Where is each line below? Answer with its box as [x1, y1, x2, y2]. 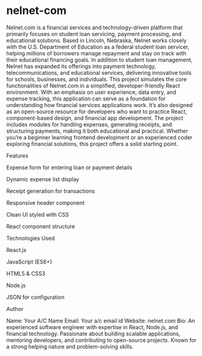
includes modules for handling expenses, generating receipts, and [6, 120, 172, 128]
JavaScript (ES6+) [6, 258, 52, 265]
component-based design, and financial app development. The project [6, 114, 184, 122]
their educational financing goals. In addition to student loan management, [6, 56, 193, 63]
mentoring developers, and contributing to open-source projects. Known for [6, 336, 197, 344]
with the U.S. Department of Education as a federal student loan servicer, [6, 43, 190, 51]
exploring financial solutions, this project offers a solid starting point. [6, 140, 178, 147]
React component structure [6, 223, 75, 230]
